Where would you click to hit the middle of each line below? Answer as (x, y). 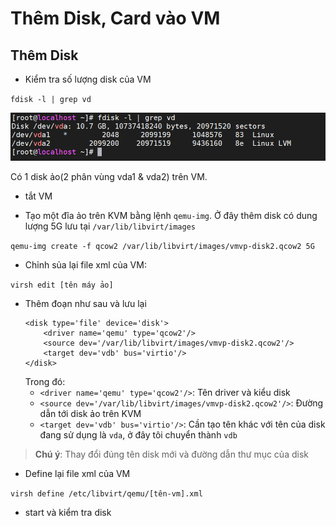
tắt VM (38, 196)
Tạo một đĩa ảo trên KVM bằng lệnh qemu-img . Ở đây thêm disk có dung (171, 216)
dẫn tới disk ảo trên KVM (90, 414)
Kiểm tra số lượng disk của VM (88, 79)
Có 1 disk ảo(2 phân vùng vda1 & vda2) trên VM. (109, 177)
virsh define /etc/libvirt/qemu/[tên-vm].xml (106, 494)
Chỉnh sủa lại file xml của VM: (85, 265)
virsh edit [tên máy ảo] (62, 285)
